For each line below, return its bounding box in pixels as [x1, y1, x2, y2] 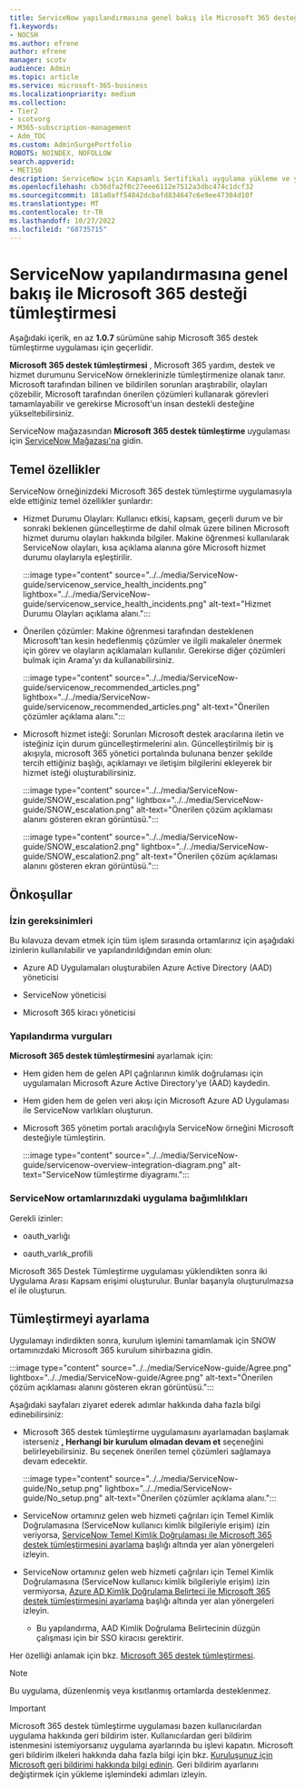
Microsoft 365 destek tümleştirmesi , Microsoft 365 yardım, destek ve [9, 360, 275, 371]
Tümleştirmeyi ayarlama [9, 1311, 150, 1326]
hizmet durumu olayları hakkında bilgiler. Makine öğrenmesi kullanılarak [22, 533, 290, 544]
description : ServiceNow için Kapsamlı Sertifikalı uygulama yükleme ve [9, 174, 290, 183]
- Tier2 [9, 106, 39, 116]
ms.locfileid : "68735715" [9, 225, 107, 234]
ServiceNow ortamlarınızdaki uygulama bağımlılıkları [9, 1192, 248, 1205]
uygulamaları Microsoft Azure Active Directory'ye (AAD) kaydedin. [22, 1078, 271, 1089]
